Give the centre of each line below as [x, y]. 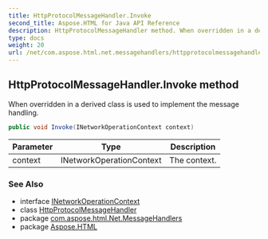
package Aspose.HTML [59, 226]
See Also [26, 184]
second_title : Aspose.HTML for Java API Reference [94, 23]
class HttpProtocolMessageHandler [78, 210]
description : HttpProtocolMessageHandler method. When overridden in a [130, 30]
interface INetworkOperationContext [80, 201]
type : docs [26, 38]
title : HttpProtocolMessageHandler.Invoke [80, 16]
